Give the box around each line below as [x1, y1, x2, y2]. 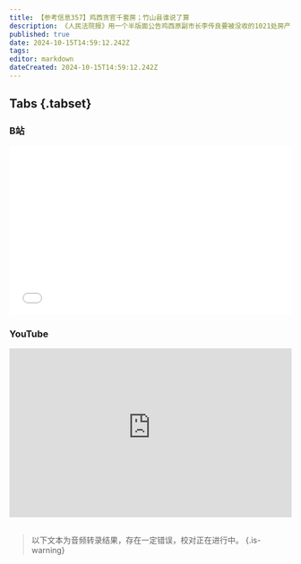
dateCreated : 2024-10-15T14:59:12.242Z [9, 64, 159, 73]
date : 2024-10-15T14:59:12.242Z [9, 38, 130, 47]
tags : [9, 47, 30, 56]
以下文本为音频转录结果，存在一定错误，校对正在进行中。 [30, 534, 244, 545]
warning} [30, 545, 65, 555]
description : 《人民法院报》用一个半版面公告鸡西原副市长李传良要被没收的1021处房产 [9, 21, 291, 30]
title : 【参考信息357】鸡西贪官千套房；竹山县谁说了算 [9, 13, 190, 22]
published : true [9, 30, 70, 38]
